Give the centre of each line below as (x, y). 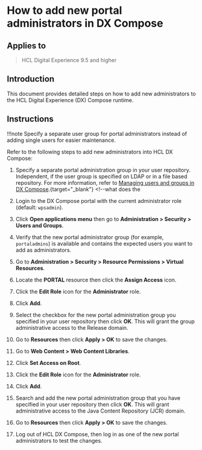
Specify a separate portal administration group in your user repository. (103, 170)
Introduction (31, 79)
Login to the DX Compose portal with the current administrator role (99, 201)
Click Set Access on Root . (48, 362)
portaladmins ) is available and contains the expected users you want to (104, 243)
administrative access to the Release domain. (72, 327)
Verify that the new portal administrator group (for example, (90, 237)
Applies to (27, 46)
